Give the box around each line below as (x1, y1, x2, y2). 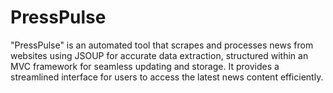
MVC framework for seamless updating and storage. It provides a (10, 60, 280, 72)
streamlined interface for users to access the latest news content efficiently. (10, 71, 324, 83)
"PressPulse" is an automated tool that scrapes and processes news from (10, 39, 314, 51)
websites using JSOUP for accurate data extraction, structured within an (10, 49, 309, 61)
